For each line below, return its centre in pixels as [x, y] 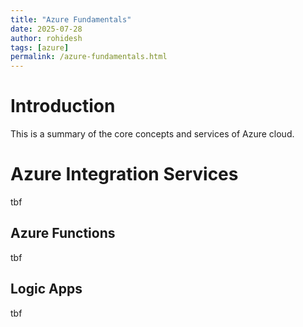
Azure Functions [63, 233]
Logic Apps [46, 289]
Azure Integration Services [124, 174]
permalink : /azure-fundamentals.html [89, 57]
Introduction [63, 106]
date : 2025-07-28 [46, 29]
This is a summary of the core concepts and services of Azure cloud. [152, 134]
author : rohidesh [46, 38]
